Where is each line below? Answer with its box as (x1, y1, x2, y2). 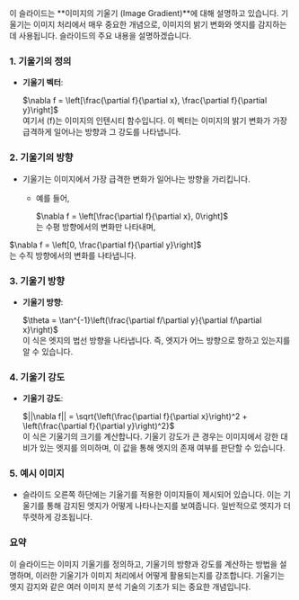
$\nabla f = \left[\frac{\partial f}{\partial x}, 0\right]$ (35, 210, 229, 221)
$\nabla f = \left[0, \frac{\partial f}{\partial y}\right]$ (9, 239, 202, 250)
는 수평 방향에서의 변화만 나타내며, (35, 221, 156, 232)
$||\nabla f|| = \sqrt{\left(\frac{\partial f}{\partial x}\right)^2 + (22, 411, 248, 422)
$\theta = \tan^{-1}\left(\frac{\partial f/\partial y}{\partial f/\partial (22, 314, 262, 326)
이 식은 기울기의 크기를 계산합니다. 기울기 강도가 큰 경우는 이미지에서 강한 (22, 431, 279, 443)
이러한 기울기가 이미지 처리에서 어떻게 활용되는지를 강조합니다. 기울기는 (35, 569, 286, 580)
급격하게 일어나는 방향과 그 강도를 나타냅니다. (22, 127, 181, 138)
